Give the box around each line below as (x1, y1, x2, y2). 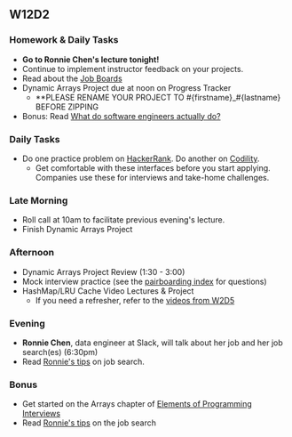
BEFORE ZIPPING (35, 101, 99, 112)
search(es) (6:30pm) (21, 346, 99, 357)
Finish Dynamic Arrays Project (21, 224, 133, 235)
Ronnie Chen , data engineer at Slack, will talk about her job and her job (21, 337, 284, 348)
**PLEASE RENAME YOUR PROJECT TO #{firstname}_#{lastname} (35, 92, 281, 102)
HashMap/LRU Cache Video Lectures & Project (21, 285, 194, 296)
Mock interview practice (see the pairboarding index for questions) (21, 276, 268, 287)
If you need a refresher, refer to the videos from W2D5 (35, 295, 235, 305)
